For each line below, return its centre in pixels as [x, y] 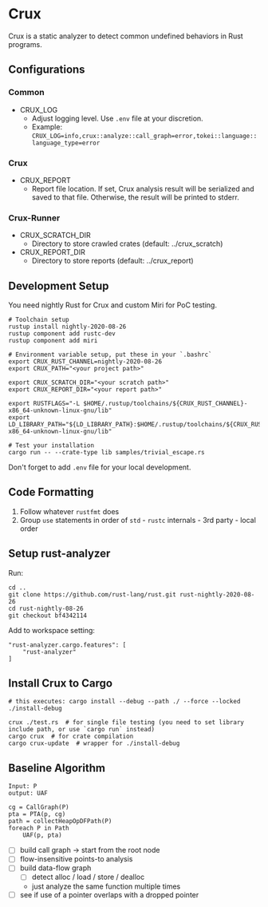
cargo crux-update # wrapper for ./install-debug [94, 743]
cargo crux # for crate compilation [71, 737]
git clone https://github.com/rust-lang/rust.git [93, 594]
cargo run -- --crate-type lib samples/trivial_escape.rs [106, 453]
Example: [47, 127]
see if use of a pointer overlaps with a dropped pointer [109, 894]
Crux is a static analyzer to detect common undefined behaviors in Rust [126, 36]
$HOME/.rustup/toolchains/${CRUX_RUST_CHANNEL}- [166, 404]
